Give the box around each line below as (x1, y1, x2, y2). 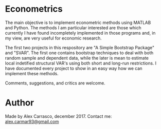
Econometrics (5, 3, 63, 15)
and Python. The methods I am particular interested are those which (5, 24, 142, 30)
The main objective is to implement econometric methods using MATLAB (5, 20, 151, 25)
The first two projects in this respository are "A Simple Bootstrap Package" (5, 44, 155, 50)
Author (5, 97, 34, 108)
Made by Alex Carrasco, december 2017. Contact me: (5, 113, 112, 119)
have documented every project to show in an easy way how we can (5, 65, 143, 71)
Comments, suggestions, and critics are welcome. (5, 80, 106, 86)
